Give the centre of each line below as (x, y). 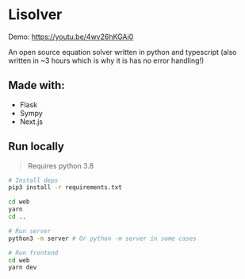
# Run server (30, 231)
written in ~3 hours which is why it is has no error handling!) (106, 60)
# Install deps (33, 180)
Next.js (31, 122)
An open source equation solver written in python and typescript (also (122, 52)
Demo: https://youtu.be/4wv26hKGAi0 (71, 37)
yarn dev (23, 268)
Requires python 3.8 (61, 165)
